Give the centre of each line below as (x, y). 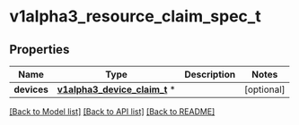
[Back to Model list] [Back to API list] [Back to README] (112, 112)
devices (31, 89)
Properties (40, 50)
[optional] (264, 89)
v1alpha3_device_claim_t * (116, 89)
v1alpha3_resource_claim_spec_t (136, 17)
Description (210, 75)
